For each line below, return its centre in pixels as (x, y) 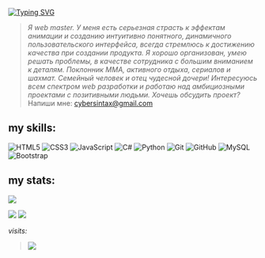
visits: (18, 230)
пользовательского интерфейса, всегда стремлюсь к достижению (141, 44)
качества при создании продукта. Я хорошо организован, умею (137, 53)
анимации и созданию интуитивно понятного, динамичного (129, 36)
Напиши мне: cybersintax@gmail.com (90, 103)
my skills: (32, 128)
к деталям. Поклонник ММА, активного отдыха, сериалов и (129, 70)
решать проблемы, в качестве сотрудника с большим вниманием (140, 61)
